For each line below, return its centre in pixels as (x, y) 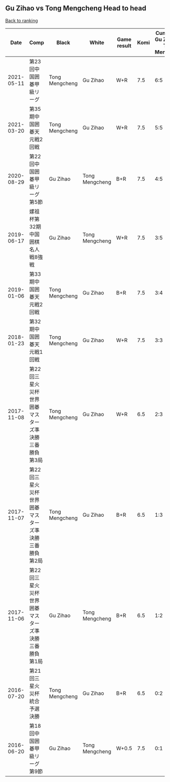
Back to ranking (22, 20)
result (124, 46)
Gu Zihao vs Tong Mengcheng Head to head (76, 8)
